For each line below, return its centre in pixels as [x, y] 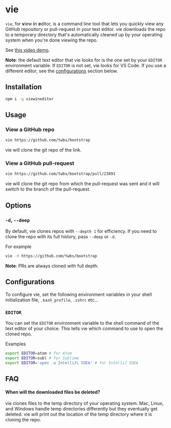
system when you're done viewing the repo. [52, 40]
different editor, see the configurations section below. [62, 71]
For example [18, 247]
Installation [24, 87]
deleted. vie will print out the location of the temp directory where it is [79, 414]
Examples [16, 344]
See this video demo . [28, 50]
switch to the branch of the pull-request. [48, 189]
